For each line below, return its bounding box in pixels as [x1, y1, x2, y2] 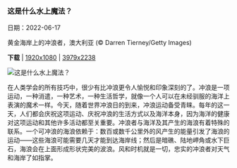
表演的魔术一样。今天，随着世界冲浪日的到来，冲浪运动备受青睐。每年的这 [7, 101, 224, 110]
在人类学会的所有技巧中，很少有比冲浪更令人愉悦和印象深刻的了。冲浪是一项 [7, 83, 230, 92]
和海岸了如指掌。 [7, 153, 57, 162]
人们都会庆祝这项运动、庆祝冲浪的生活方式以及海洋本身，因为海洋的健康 [19, 110, 230, 118]
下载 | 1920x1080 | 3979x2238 [7, 53, 97, 62]
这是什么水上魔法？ [7, 6, 73, 15]
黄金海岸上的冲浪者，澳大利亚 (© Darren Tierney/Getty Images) [7, 39, 192, 47]
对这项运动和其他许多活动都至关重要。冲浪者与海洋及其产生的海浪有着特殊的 [7, 118, 230, 127]
